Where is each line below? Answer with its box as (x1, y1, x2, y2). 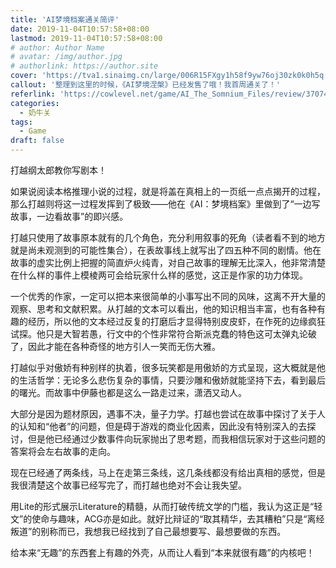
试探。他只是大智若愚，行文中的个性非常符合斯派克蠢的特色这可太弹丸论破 (10, 328, 317, 340)
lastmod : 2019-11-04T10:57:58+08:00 (10, 33, 163, 43)
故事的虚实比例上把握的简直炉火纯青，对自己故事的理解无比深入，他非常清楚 (10, 257, 326, 268)
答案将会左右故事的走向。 (10, 446, 116, 457)
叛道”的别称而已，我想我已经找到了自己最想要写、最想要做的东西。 (10, 526, 287, 537)
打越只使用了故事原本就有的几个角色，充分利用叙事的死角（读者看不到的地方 (10, 232, 326, 243)
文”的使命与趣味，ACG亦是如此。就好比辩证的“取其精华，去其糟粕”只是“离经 (10, 513, 325, 525)
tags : (10, 117, 33, 127)
